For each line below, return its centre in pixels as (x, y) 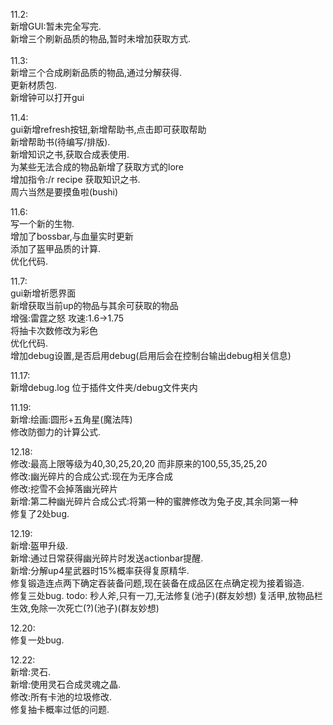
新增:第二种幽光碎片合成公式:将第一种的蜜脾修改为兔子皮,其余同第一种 (154, 501)
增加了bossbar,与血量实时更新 (72, 236)
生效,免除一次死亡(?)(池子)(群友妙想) (85, 608)
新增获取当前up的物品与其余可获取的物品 (94, 305)
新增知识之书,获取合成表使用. (70, 154)
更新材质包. (34, 85)
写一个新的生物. (42, 223)
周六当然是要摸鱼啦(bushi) (64, 192)
